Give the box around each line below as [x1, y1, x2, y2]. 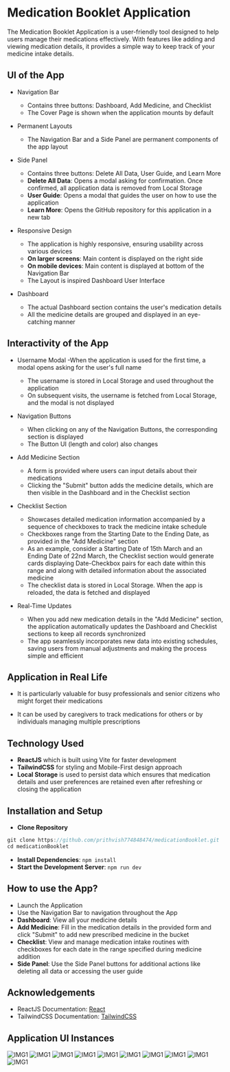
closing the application [16, 785, 82, 793]
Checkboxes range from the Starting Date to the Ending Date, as [27, 529, 209, 538]
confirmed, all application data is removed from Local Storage [27, 184, 203, 192]
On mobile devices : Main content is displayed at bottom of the [27, 262, 205, 270]
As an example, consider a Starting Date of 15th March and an [27, 544, 203, 552]
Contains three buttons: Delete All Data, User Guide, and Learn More [27, 169, 221, 177]
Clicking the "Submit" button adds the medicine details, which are [27, 481, 214, 490]
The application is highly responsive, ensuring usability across [27, 240, 204, 248]
